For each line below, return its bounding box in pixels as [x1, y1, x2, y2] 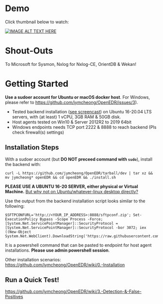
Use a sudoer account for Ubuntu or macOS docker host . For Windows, [5, 94, 150, 100]
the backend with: [5, 161, 41, 167]
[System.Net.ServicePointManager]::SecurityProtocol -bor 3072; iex [5, 225, 147, 230]
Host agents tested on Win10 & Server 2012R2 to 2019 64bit [12, 119, 132, 125]
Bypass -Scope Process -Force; [39, 216, 103, 222]
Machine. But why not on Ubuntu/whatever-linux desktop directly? [5, 188, 138, 194]
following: [5, 203, 25, 209]
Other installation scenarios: [5, 257, 62, 262]
